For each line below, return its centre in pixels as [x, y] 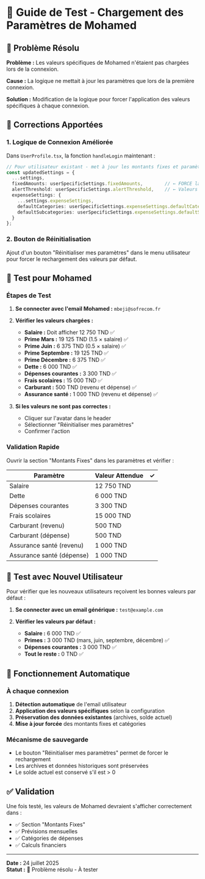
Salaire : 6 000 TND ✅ [52, 634]
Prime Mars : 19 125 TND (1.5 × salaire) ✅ [76, 339]
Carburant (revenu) [37, 526]
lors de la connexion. [33, 69]
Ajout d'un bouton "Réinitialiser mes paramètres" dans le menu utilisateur [99, 252]
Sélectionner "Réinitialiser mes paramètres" [79, 425]
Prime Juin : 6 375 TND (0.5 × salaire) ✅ [75, 346]
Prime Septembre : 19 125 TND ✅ [66, 353]
